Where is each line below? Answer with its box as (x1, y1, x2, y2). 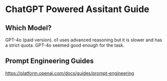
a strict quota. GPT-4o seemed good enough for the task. (5, 42, 125, 48)
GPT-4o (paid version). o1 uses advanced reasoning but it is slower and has (5, 37, 162, 43)
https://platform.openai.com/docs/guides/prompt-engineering (5, 70, 134, 76)
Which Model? (5, 24, 52, 32)
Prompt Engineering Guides (5, 57, 94, 65)
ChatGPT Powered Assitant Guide (5, 4, 150, 15)
